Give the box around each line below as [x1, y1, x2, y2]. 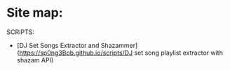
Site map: [6, 5, 64, 21]
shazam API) [16, 55, 54, 64]
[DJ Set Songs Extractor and [16, 41, 100, 49]
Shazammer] [100, 41, 138, 49]
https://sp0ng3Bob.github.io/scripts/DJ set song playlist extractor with [19, 49, 224, 57]
